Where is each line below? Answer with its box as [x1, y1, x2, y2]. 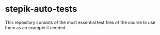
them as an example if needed [5, 24, 65, 30]
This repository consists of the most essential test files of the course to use [5, 19, 156, 25]
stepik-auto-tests [5, 3, 78, 15]
